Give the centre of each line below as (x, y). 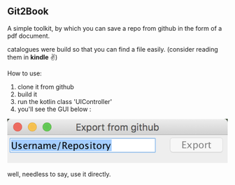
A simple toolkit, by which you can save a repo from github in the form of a (115, 28)
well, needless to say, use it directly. (59, 174)
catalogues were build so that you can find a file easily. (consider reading (113, 49)
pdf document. (29, 36)
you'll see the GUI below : (54, 109)
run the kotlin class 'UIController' (65, 101)
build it (27, 94)
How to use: (24, 73)
